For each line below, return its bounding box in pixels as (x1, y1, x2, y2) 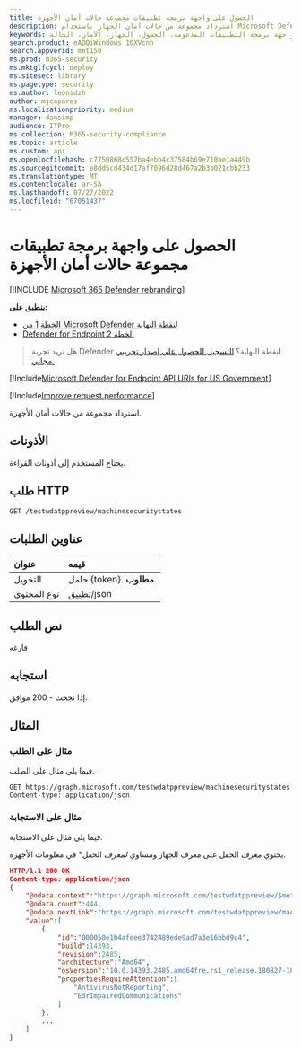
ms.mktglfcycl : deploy (9, 64, 94, 73)
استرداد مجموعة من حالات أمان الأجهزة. (9, 407, 142, 418)
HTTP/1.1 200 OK (9, 866, 70, 875)
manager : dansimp (9, 113, 74, 122)
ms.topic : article (9, 138, 78, 147)
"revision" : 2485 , (56, 949, 123, 958)
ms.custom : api (9, 146, 66, 155)
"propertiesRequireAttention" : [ (56, 975, 178, 984)
